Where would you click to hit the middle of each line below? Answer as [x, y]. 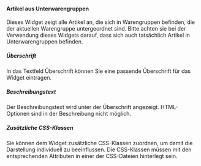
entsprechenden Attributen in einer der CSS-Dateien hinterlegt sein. [92, 156]
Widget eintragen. [29, 78]
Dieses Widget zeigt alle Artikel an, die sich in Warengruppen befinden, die [100, 22]
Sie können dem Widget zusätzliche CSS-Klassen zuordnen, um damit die [100, 143]
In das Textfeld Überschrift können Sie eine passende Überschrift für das [99, 71]
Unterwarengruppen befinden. [45, 42]
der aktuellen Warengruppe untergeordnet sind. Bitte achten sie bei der [96, 29]
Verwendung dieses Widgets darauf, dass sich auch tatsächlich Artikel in [98, 35]
